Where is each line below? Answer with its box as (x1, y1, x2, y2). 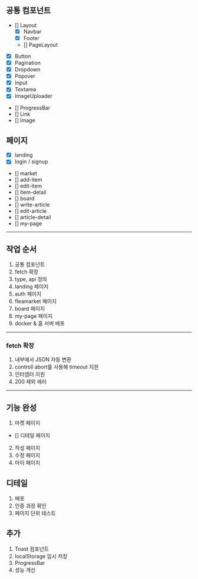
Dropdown (14, 66, 41, 73)
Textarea (14, 86, 37, 93)
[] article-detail (14, 214, 51, 221)
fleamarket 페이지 (14, 298, 57, 305)
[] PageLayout (23, 41, 58, 48)
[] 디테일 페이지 (14, 432, 51, 439)
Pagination (14, 60, 41, 66)
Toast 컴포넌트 (14, 545, 49, 552)
